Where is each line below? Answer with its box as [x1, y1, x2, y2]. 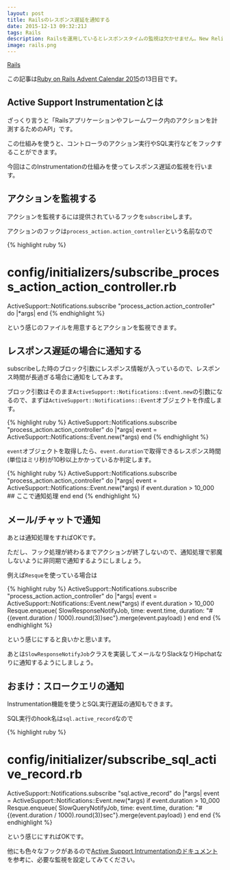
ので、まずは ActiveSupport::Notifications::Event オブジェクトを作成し [12, 396, 217, 405]
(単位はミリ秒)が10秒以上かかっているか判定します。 [7, 456, 155, 464]
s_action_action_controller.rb [7, 279, 177, 294]
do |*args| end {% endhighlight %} [7, 309, 105, 317]
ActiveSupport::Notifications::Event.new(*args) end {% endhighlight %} [7, 433, 209, 442]
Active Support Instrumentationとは [7, 97, 164, 108]
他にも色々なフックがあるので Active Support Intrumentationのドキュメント [7, 847, 218, 855]
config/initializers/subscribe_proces [7, 264, 220, 280]
